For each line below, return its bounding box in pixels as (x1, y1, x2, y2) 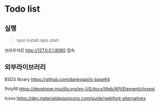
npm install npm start (16, 38, 59, 43)
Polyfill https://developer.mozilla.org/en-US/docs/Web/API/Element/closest (4, 85, 155, 91)
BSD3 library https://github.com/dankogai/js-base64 (4, 76, 110, 82)
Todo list (4, 3, 40, 15)
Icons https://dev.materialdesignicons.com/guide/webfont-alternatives (4, 95, 146, 101)
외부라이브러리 (4, 63, 46, 71)
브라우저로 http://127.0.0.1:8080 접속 (4, 47, 75, 53)
